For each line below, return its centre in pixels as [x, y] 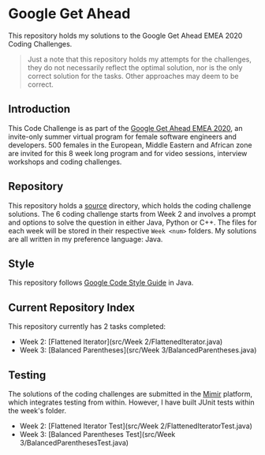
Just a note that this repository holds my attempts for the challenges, [140, 59]
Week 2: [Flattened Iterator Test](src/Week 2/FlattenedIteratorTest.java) [136, 426]
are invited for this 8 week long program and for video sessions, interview [128, 153]
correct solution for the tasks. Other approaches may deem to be [133, 76]
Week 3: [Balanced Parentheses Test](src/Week [97, 434]
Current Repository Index [72, 307]
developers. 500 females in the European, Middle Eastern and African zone [130, 145]
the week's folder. [37, 410]
